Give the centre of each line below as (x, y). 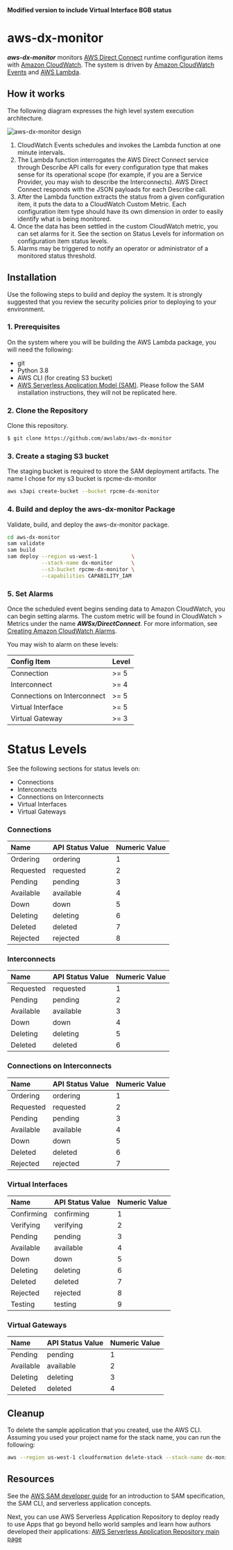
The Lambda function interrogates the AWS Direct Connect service (113, 160)
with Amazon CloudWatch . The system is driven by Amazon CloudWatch (111, 65)
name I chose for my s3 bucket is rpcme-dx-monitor (82, 479)
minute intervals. (41, 152)
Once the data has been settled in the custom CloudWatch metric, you (118, 226)
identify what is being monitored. (64, 219)
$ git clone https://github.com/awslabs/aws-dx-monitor (89, 438)
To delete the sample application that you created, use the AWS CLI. (105, 1430)
